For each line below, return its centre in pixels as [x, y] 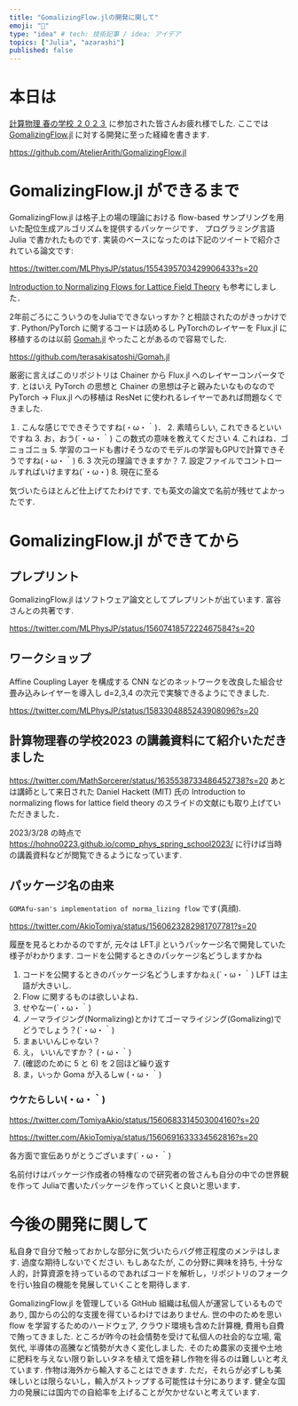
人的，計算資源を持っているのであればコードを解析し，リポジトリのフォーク [149, 1273]
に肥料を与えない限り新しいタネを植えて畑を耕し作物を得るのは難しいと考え [149, 1358]
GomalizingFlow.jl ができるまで [125, 191]
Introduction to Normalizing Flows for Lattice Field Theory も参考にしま [139, 287]
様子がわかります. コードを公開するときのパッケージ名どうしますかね [136, 955]
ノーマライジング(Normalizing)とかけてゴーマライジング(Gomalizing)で [152, 1019]
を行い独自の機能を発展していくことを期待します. [100, 1284]
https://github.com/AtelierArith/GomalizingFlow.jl [98, 153]
